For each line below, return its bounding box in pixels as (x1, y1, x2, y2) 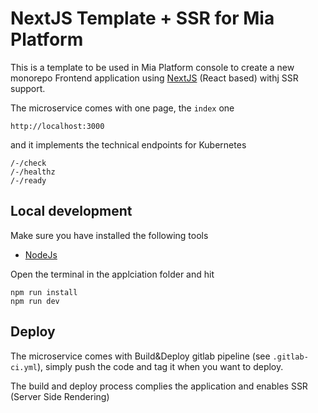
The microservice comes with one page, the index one (10, 102, 235, 114)
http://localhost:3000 (10, 121, 105, 131)
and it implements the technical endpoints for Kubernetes (10, 138, 247, 151)
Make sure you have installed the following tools (10, 229, 209, 241)
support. (10, 82, 46, 94)
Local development (10, 203, 133, 220)
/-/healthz (10, 167, 56, 177)
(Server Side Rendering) (10, 390, 110, 402)
